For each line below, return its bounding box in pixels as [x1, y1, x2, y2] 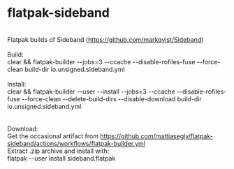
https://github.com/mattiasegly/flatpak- [100, 131, 213, 140]
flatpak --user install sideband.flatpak [7, 154, 116, 162]
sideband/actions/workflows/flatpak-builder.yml [7, 139, 145, 147]
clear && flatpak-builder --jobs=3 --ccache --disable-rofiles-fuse [7, 57, 196, 66]
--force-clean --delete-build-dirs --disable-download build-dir [21, 94, 203, 103]
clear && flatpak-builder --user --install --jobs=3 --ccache [7, 87, 176, 96]
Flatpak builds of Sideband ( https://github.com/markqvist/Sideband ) [7, 35, 204, 43]
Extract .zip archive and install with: [7, 147, 110, 155]
